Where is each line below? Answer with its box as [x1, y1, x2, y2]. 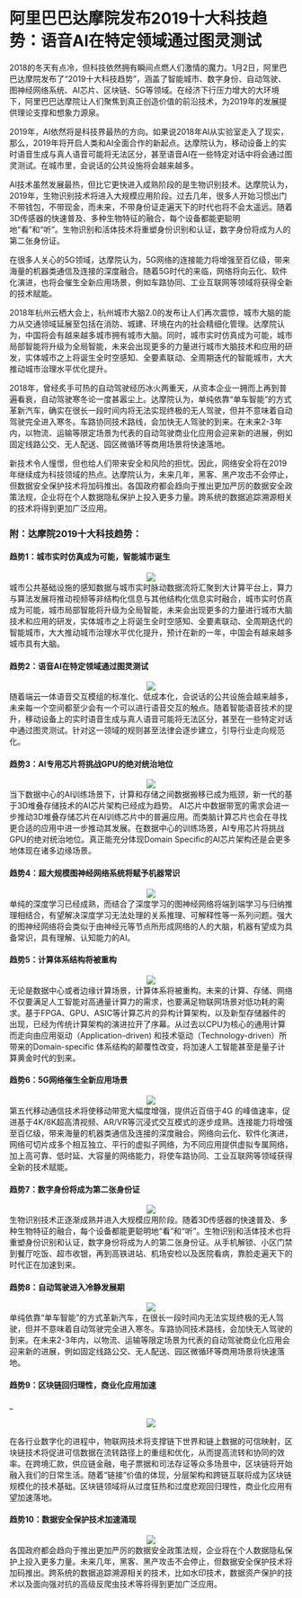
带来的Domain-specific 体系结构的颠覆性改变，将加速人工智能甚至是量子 [9, 1040, 278, 1052]
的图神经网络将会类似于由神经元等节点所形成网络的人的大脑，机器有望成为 [9, 921, 285, 932]
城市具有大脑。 [9, 638, 65, 649]
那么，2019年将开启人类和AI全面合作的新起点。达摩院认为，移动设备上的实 [9, 137, 288, 148]
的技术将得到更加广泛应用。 [9, 503, 112, 513]
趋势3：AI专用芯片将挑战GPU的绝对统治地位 [9, 758, 173, 769]
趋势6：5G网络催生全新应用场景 [9, 1075, 129, 1085]
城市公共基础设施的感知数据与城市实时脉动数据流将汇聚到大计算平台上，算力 [9, 582, 293, 594]
